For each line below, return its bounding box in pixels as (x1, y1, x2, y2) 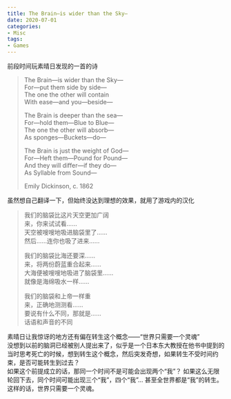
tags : (7, 36, 23, 43)
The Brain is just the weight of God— (23, 146, 129, 155)
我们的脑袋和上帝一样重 (23, 292, 91, 300)
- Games (7, 42, 30, 49)
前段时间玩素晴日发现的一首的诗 (7, 62, 98, 70)
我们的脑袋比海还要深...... (23, 251, 95, 260)
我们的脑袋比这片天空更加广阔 (23, 211, 109, 219)
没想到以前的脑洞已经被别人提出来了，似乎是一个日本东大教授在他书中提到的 (7, 341, 225, 349)
